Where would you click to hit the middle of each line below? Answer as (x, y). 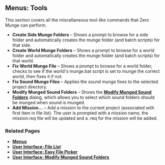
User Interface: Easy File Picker (45, 152)
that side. (22, 45)
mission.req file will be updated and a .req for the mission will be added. (85, 118)
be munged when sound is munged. (49, 102)
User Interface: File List (37, 147)
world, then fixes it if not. (37, 76)
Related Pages (23, 131)
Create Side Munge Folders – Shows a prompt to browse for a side (80, 34)
